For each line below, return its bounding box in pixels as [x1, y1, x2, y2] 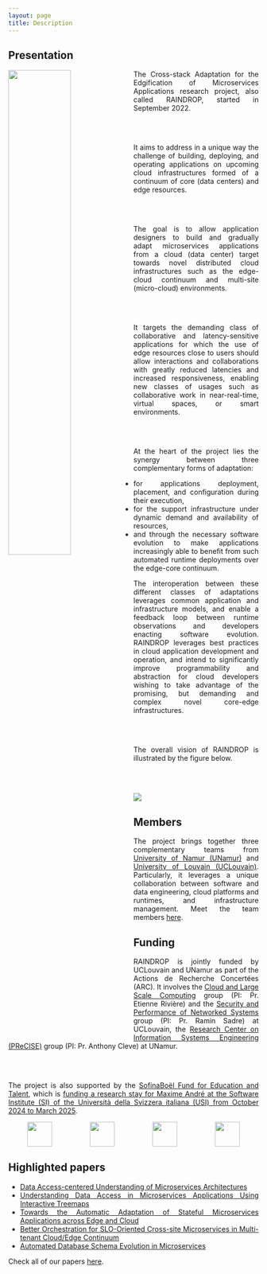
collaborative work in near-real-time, [133, 391, 259, 400]
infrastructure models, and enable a [133, 604, 259, 614]
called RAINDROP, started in [133, 95, 259, 104]
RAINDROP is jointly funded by [133, 956, 259, 966]
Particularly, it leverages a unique [133, 871, 259, 880]
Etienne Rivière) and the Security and [133, 999, 259, 1008]
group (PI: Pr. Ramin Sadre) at [133, 1015, 259, 1025]
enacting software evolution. [133, 629, 259, 639]
